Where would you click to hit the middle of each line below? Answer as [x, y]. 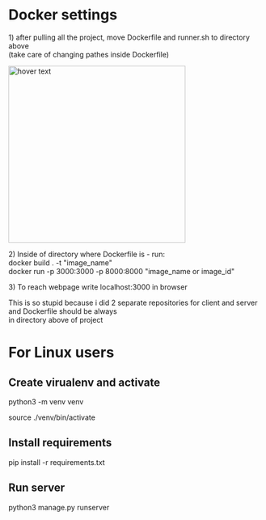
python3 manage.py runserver [59, 507]
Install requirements [60, 443]
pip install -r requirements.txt [57, 462]
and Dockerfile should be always [63, 311]
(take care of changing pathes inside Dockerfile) [89, 54]
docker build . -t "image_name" [61, 262]
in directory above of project [56, 319]
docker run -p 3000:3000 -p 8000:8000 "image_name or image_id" [122, 271]
